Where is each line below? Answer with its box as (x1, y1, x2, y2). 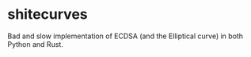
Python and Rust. (7, 39, 64, 48)
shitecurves (7, 5, 88, 23)
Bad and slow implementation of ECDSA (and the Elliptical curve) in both (7, 31, 243, 41)
